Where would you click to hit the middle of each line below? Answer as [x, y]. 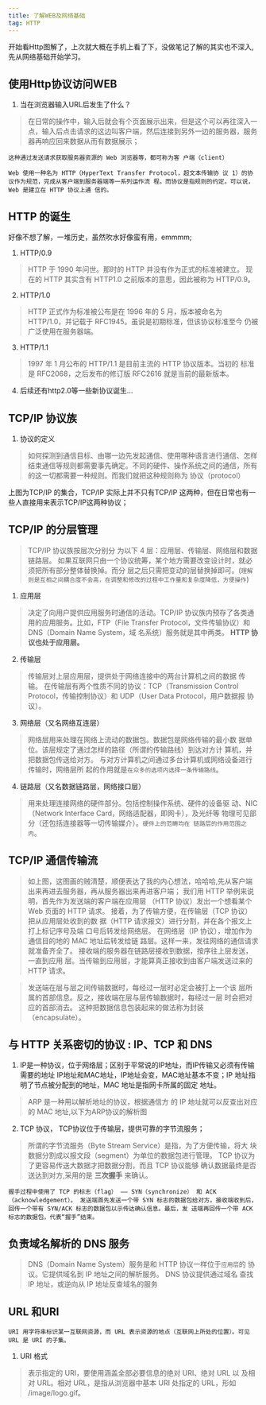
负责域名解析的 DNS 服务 [69, 1243]
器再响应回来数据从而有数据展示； [83, 141]
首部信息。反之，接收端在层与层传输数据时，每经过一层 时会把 [144, 997]
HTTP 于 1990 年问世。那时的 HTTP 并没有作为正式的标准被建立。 [136, 269]
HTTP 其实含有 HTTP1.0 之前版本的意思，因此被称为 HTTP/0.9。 [149, 280]
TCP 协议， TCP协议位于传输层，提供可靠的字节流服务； [112, 1128]
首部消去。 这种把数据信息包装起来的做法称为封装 [123, 1007]
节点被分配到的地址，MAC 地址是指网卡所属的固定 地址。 [127, 1085]
